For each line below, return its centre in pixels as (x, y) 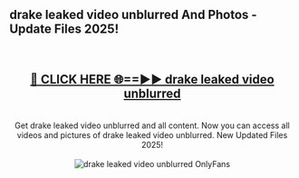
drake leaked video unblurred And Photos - (133, 15)
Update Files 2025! (64, 30)
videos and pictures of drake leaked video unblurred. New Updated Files (152, 134)
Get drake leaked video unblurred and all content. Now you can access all (152, 125)
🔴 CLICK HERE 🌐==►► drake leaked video (152, 79)
